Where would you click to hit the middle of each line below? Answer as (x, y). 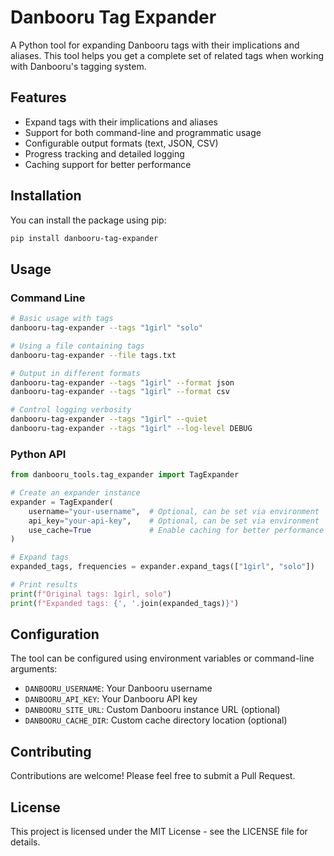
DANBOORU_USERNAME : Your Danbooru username (118, 688)
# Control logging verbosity (71, 410)
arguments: (34, 669)
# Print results (44, 585)
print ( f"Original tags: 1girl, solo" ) (91, 594)
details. (25, 842)
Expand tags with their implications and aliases (121, 122)
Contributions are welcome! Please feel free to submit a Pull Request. (153, 776)
